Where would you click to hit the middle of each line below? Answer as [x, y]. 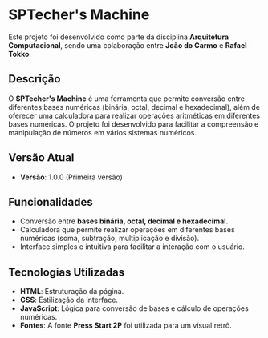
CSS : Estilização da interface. [69, 300]
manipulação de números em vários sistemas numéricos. [102, 132]
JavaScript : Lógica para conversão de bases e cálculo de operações [134, 308]
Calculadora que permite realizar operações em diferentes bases [127, 230]
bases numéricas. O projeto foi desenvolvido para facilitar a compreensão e [134, 124]
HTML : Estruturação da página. [72, 292]
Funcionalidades [51, 202]
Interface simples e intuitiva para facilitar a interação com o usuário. [132, 247]
